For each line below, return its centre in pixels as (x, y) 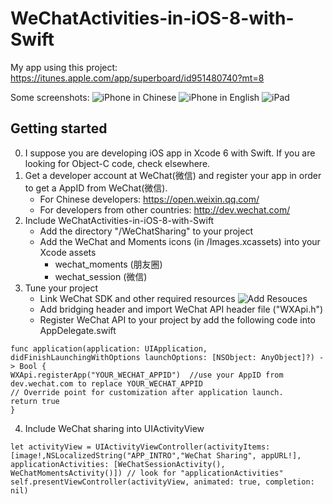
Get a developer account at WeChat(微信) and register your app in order (173, 175)
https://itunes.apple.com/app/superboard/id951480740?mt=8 (137, 78)
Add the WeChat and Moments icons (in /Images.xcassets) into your (180, 241)
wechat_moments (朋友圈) (108, 264)
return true (35, 401)
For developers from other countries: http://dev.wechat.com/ (165, 209)
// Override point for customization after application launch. (147, 392)
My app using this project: (64, 67)
